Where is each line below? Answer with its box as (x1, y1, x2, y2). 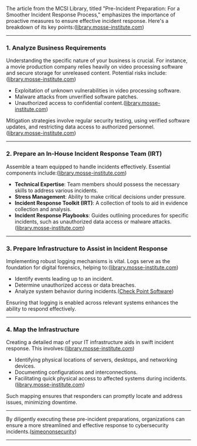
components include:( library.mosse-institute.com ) (6, 169, 127, 176)
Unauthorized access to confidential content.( (14, 100, 126, 107)
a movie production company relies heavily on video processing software (6, 63, 184, 70)
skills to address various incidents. (14, 187, 98, 194)
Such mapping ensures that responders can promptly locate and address (6, 393, 183, 400)
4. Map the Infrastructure (6, 325, 80, 333)
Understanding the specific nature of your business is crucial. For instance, (6, 57, 188, 64)
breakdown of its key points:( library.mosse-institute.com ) (6, 23, 145, 30)
